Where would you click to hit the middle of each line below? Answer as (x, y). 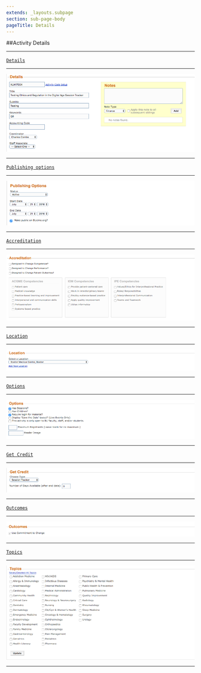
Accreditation (24, 241)
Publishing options (31, 167)
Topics (14, 552)
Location (17, 336)
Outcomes (17, 508)
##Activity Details (28, 43)
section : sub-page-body (36, 19)
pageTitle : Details (31, 25)
